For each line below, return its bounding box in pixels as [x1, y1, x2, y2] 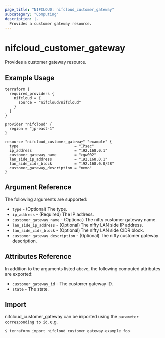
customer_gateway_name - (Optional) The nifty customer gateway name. [12, 216, 157, 222]
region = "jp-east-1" [9, 126, 55, 131]
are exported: [5, 271, 33, 277]
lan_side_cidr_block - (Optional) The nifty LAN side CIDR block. [12, 227, 144, 233]
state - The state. [12, 286, 49, 292]
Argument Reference [5, 183, 72, 192]
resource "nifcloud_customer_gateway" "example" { [5, 139, 112, 144]
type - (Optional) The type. [12, 206, 67, 212]
